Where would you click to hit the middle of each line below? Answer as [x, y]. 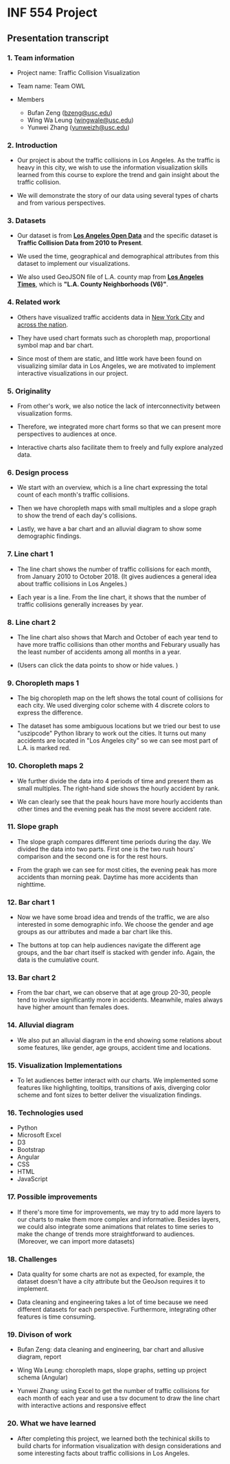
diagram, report [39, 1357]
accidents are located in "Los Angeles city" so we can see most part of [117, 741]
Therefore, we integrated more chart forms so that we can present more [119, 427]
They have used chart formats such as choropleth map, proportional [114, 338]
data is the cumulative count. [58, 960]
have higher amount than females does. [73, 1007]
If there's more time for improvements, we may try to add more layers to [119, 1212]
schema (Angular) [43, 1378]
